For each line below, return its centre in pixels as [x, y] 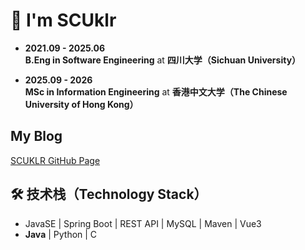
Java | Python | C [61, 234]
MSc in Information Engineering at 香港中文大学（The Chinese [156, 91]
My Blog [36, 136]
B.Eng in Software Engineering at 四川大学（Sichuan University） [163, 60]
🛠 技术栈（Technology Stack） [109, 194]
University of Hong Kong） [81, 104]
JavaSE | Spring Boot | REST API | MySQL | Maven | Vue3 [143, 223]
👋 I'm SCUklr [63, 20]
